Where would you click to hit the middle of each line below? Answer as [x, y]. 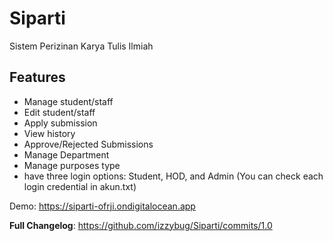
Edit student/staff [59, 112]
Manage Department [66, 154]
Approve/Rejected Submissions [88, 144]
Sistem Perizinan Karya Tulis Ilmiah [81, 46]
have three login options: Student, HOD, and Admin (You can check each [173, 176]
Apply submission [60, 123]
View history [49, 133]
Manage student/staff [68, 101]
